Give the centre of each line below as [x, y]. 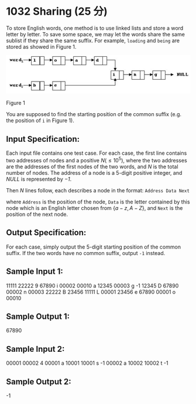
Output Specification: [46, 232]
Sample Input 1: [35, 272]
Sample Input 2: [35, 349]
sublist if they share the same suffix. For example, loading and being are [93, 40]
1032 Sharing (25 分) [57, 11]
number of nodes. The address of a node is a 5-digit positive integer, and [94, 172]
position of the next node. [37, 214]
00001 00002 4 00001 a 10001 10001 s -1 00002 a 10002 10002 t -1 [87, 363]
